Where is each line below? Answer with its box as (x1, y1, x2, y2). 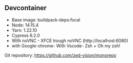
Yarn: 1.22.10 (11, 27, 38, 33)
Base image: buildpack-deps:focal (11, 17, 81, 22)
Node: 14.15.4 (11, 22, 39, 28)
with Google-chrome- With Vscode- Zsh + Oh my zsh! (11, 42, 120, 48)
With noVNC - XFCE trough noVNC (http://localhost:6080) (11, 38, 129, 43)
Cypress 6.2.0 (11, 32, 40, 38)
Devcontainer (4, 4, 47, 12)
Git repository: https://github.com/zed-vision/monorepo (4, 52, 116, 58)
